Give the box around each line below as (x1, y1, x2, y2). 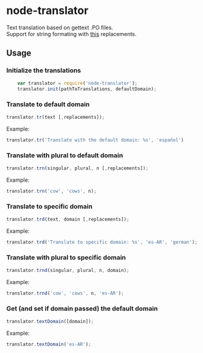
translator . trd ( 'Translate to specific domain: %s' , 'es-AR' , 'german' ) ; (6, 239, 198, 245)
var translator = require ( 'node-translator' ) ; (17, 80, 138, 86)
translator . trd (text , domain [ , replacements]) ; (6, 216, 130, 223)
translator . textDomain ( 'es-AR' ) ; (6, 341, 91, 348)
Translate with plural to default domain (6, 151, 123, 160)
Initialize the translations (6, 66, 81, 75)
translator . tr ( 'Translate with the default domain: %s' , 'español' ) (6, 137, 184, 143)
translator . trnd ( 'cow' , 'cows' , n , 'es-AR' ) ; (6, 290, 124, 296)
